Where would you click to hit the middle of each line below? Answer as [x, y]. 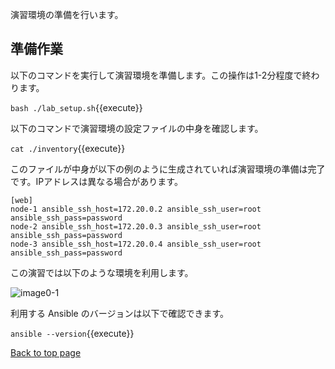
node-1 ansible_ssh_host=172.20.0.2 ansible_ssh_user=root [136, 209]
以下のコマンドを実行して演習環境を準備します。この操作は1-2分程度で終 [161, 75]
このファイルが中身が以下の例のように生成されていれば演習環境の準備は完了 [168, 169]
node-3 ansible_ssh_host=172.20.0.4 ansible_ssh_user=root [136, 244]
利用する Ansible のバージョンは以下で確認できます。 [120, 313]
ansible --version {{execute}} [72, 333]
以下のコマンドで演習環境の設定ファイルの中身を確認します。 [137, 128]
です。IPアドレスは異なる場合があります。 [96, 181]
